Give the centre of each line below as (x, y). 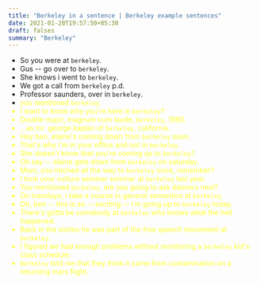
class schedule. (45, 255)
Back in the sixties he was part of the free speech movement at (123, 230)
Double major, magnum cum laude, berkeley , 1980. (103, 119)
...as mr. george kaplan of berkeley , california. (95, 128)
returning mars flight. (54, 272)
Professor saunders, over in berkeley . (81, 94)
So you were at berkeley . (60, 60)
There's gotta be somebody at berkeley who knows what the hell (126, 212)
